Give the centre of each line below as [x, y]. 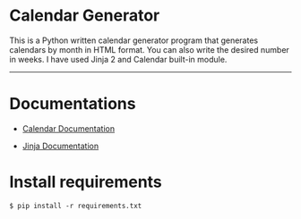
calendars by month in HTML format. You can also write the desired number [149, 49]
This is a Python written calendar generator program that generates [133, 40]
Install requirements [86, 182]
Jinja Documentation [60, 146]
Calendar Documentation [68, 128]
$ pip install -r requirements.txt [76, 206]
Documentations [73, 104]
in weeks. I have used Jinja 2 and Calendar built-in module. [118, 59]
